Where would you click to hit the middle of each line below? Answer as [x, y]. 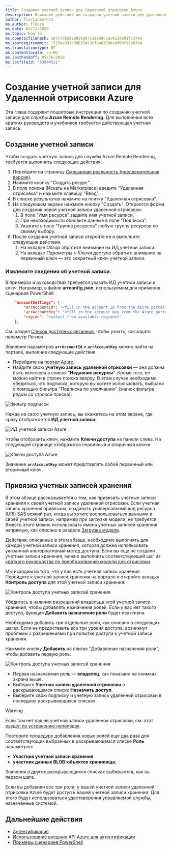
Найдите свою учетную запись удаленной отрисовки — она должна [89, 367]
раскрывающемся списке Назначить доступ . [63, 690]
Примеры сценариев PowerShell [48, 842]
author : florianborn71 [29, 19]
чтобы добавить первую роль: [38, 654]
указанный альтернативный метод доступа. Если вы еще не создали [80, 551]
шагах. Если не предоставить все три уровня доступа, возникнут [76, 628]
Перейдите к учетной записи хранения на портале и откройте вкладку [82, 577]
